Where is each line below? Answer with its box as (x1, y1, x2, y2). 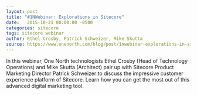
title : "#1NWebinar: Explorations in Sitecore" (6, 14, 125, 20)
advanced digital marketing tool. (6, 82, 84, 89)
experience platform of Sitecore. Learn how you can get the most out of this (6, 76, 189, 83)
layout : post (6, 8, 38, 15)
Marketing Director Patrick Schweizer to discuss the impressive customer (6, 70, 184, 77)
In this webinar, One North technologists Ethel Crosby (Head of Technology (6, 57, 188, 65)
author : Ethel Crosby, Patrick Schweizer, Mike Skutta (6, 36, 143, 42)
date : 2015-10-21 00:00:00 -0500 (6, 19, 93, 25)
